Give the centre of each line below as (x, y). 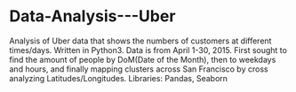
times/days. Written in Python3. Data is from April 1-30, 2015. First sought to (148, 50)
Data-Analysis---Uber (92, 16)
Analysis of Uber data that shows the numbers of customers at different (140, 41)
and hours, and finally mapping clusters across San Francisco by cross (139, 69)
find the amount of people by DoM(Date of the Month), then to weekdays (143, 59)
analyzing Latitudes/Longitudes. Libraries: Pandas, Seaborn (119, 78)
